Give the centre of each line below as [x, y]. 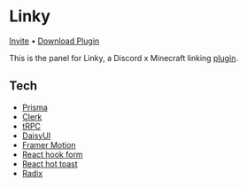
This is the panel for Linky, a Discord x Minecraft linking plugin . [124, 58]
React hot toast [50, 164]
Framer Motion [49, 144]
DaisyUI [36, 136]
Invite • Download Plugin [54, 41]
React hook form [52, 154]
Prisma [35, 107]
